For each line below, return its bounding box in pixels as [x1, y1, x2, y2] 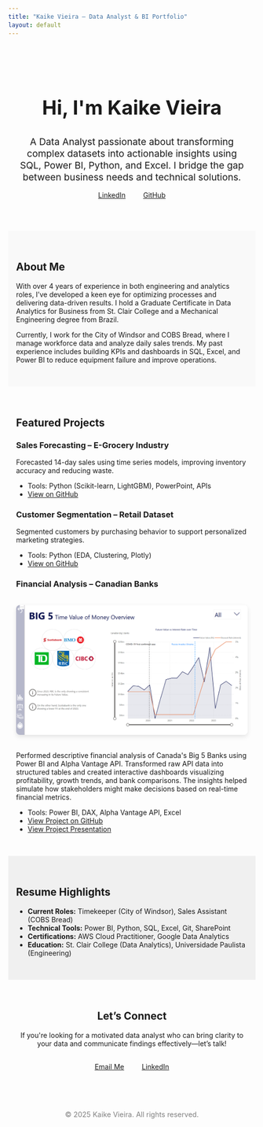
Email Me [94, 1062, 125, 1071]
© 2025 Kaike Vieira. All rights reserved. [64, 1110, 199, 1119]
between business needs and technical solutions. [22, 170, 242, 183]
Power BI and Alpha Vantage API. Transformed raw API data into [16, 759, 224, 768]
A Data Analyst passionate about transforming [30, 135, 234, 148]
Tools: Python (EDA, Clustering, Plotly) [27, 551, 152, 560]
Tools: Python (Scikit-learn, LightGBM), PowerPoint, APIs [27, 481, 212, 491]
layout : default [8, 20, 61, 29]
